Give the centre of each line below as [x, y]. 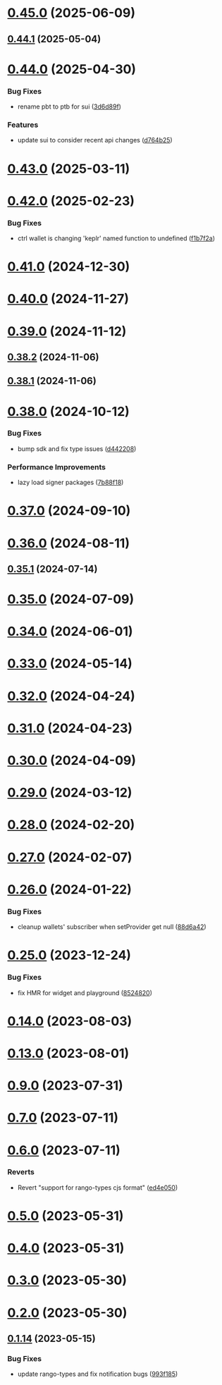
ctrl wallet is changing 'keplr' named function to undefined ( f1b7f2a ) [116, 238]
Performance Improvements [57, 467]
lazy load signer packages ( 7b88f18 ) [70, 482]
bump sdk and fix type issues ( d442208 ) [77, 448]
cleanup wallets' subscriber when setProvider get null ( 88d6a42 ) [112, 927]
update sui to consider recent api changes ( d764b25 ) [95, 140]
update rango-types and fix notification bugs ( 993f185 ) [98, 1374]
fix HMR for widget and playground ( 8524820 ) [85, 992]
